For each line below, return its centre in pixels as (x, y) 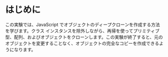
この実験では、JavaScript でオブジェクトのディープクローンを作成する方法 (82, 24)
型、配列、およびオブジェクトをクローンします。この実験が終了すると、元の (84, 37)
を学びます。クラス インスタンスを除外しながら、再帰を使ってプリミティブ (82, 30)
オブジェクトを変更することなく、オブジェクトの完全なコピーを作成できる (82, 43)
